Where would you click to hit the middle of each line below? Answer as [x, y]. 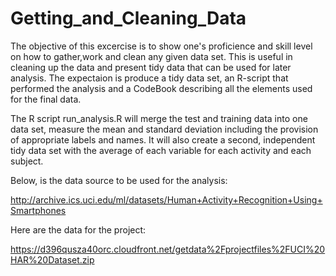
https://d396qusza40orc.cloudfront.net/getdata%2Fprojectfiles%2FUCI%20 [168, 249]
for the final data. [46, 99]
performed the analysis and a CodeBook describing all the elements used [161, 88]
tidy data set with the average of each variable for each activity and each [161, 150]
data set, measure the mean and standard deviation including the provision [164, 129]
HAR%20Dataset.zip [52, 259]
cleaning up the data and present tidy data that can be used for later [151, 67]
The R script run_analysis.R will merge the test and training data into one [159, 118]
